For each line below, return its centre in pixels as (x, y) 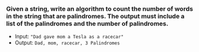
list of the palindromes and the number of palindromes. (87, 24)
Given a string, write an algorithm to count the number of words (99, 9)
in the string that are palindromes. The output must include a (96, 16)
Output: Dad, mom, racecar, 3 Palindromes (67, 43)
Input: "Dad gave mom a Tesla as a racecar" (69, 37)
